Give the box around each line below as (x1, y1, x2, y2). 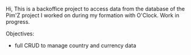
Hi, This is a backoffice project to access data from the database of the (6, 5, 185, 12)
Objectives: (6, 30, 34, 37)
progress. (6, 18, 30, 25)
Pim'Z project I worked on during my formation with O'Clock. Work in (6, 12, 180, 19)
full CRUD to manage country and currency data (14, 42, 137, 49)
